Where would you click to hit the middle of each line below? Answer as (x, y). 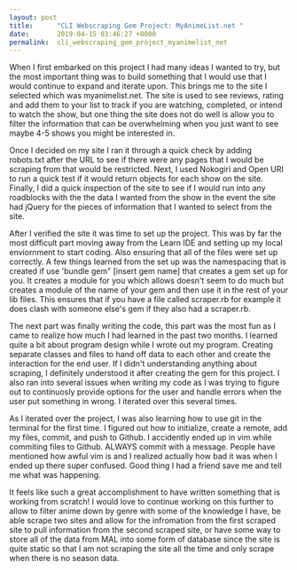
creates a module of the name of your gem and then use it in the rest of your (149, 290)
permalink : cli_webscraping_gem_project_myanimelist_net (118, 42)
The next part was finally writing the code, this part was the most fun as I (143, 326)
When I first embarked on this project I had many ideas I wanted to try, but (145, 67)
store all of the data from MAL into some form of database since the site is (145, 539)
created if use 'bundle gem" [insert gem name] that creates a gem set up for (148, 271)
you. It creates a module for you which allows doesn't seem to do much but (147, 281)
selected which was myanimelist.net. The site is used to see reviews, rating (146, 96)
